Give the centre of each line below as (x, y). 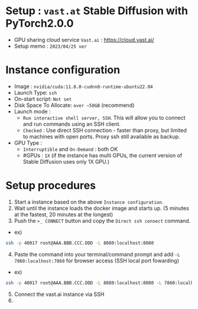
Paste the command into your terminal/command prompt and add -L (97, 254)
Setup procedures (51, 186)
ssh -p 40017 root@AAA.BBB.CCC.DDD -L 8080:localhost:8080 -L (84, 283)
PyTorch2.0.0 (40, 23)
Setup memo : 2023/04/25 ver (50, 46)
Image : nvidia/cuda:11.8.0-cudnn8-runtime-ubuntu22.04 (83, 86)
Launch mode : (32, 111)
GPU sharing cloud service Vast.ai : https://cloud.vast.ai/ (84, 40)
